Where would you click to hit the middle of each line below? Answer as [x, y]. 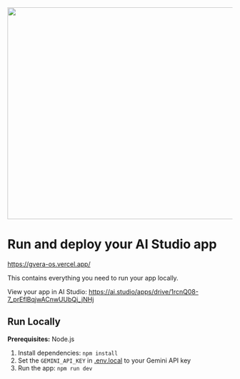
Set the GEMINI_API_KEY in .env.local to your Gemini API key [104, 360]
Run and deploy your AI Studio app [112, 244]
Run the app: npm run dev [55, 368]
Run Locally [34, 322]
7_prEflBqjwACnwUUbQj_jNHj [51, 299]
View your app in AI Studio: [47, 291]
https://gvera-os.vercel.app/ [49, 264]
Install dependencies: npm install [67, 353]
